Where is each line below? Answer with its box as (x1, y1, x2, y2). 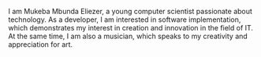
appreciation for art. (8, 40, 73, 49)
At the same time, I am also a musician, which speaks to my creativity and (8, 31, 248, 41)
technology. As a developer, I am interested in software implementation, (8, 15, 241, 24)
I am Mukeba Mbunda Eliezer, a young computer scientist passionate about (8, 7, 252, 16)
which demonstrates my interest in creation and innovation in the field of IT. (8, 23, 254, 32)
